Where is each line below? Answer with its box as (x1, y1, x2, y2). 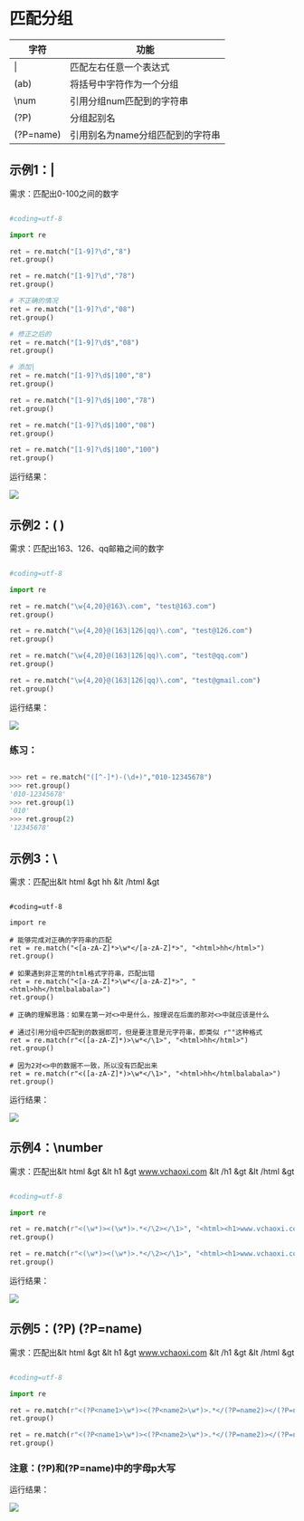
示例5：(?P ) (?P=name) (9, 1321, 143, 1336)
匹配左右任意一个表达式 (70, 61, 170, 73)
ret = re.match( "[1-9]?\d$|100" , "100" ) (9, 445, 160, 454)
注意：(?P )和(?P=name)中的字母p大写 (9, 1461, 176, 1474)
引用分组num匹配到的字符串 (70, 94, 188, 107)
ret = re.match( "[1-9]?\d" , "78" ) (9, 272, 136, 281)
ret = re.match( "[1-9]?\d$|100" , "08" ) (9, 420, 156, 430)
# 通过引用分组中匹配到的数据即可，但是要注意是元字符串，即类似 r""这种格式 (9, 1028, 263, 1037)
